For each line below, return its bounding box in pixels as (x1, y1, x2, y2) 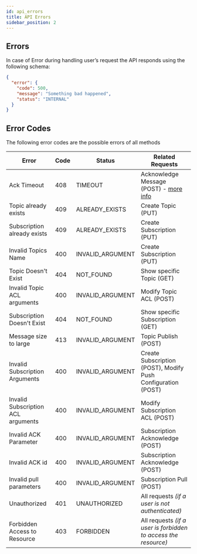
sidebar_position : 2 (6, 19, 57, 25)
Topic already (9, 202, 47, 210)
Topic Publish (140, 332, 178, 340)
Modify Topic (140, 288, 177, 296)
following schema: (6, 63, 50, 70)
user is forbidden (140, 523, 188, 532)
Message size (9, 332, 47, 340)
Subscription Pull (140, 475, 188, 484)
